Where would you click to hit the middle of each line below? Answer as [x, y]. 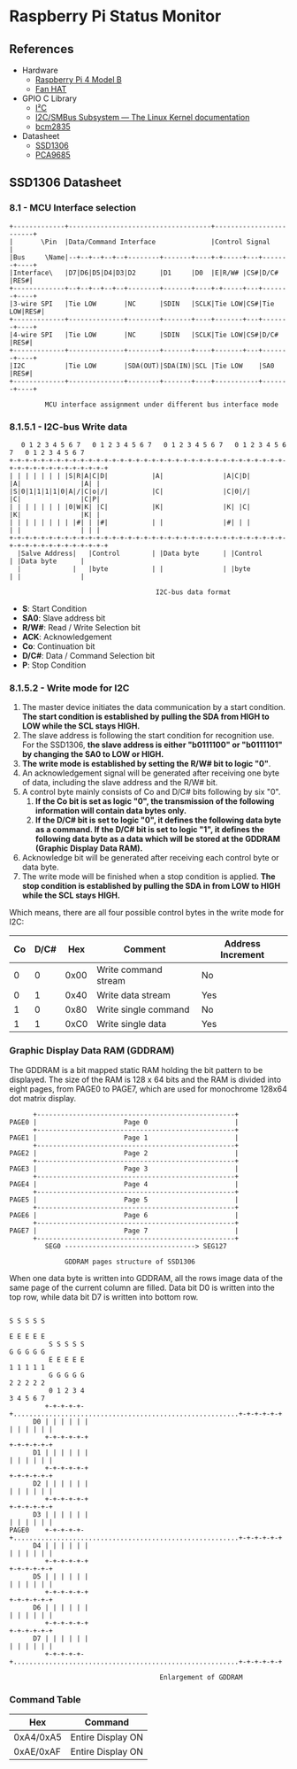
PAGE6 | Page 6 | [124, 1215]
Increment [243, 955]
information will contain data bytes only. [111, 811]
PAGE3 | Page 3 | [124, 1169]
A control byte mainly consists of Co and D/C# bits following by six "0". [151, 792]
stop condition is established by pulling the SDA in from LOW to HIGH [151, 886]
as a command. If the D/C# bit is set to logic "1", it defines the [150, 830]
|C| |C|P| [55, 499]
